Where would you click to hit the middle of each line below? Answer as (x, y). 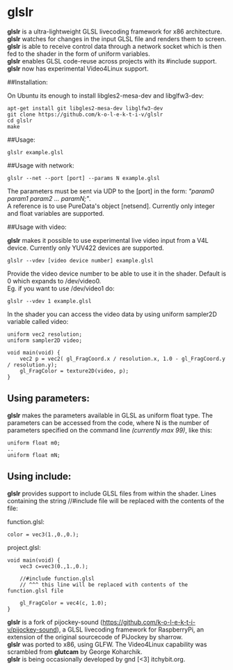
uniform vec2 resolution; (45, 334)
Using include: (39, 476)
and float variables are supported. (56, 213)
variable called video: (38, 321)
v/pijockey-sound (32, 630)
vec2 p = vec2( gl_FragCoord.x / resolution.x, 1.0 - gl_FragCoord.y (123, 359)
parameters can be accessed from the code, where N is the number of (109, 422)
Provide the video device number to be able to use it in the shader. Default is (117, 274)
